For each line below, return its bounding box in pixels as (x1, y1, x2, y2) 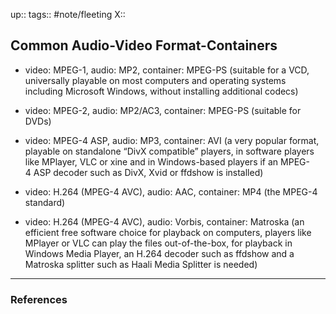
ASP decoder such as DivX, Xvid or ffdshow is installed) (33, 166, 264, 178)
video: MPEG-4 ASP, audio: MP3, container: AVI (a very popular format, (24, 134, 320, 146)
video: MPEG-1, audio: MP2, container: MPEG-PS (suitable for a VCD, (24, 64, 310, 76)
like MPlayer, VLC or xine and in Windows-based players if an (24, 155, 279, 168)
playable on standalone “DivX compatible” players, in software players (24, 145, 315, 157)
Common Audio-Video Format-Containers (10, 37, 278, 54)
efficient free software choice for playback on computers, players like (24, 226, 312, 238)
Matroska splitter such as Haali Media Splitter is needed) (24, 258, 258, 270)
